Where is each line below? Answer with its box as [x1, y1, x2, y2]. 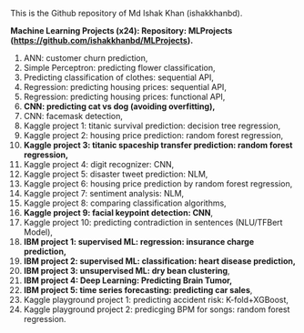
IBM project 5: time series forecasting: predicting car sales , [23, 285, 253, 295]
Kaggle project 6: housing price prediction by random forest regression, [23, 178, 293, 189]
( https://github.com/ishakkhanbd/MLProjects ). [10, 35, 194, 45]
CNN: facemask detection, [23, 111, 124, 121]
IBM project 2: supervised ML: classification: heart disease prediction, [23, 256, 297, 267]
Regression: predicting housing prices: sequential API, [23, 82, 227, 92]
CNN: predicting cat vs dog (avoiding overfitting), [23, 101, 216, 112]
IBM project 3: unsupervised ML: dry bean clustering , [23, 266, 230, 276]
